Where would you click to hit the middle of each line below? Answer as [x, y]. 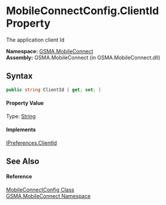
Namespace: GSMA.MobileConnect [50, 51]
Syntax [19, 76]
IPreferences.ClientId [31, 143]
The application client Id [35, 40]
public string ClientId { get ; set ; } [54, 90]
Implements [21, 130]
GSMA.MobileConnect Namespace [49, 196]
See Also [23, 162]
